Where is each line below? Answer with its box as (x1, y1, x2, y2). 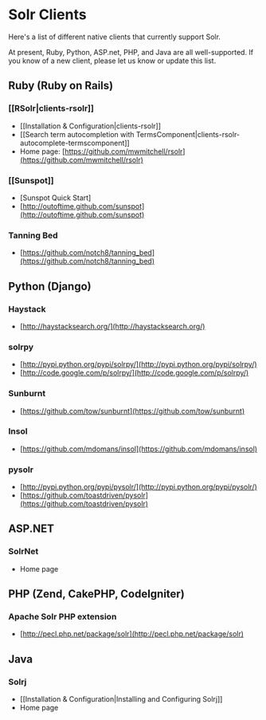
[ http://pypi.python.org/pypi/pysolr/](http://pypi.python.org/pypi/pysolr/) (19, 482, 257, 492)
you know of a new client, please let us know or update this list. (8, 56, 217, 65)
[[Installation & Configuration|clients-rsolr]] (19, 121, 162, 131)
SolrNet (8, 546, 39, 557)
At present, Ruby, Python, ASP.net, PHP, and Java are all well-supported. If (8, 47, 254, 57)
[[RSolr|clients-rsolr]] (8, 103, 94, 114)
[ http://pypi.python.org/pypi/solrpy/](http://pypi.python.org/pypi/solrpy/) (19, 360, 257, 369)
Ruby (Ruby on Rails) (8, 79, 114, 92)
